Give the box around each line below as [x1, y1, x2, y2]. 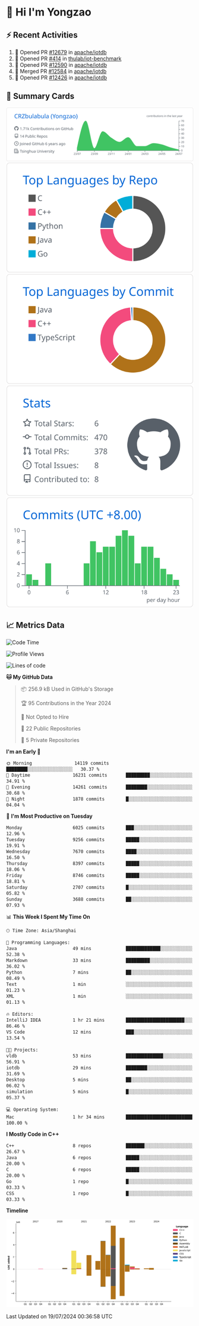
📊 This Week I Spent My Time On [6, 913, 90, 920]
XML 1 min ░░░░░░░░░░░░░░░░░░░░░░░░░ [6, 993, 193, 1000]
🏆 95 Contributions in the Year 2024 [20, 700, 112, 707]
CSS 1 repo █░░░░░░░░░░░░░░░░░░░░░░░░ [6, 1191, 193, 1197]
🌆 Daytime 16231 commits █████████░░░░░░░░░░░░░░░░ [6, 772, 193, 778]
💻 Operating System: [6, 1106, 59, 1113]
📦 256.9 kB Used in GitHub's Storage [20, 685, 114, 693]
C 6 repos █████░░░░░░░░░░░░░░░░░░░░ [6, 1167, 193, 1173]
